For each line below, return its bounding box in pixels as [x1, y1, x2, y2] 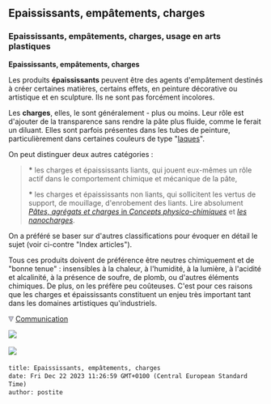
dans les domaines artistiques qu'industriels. [8, 298, 158, 308]
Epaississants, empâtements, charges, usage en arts [8, 31, 221, 42]
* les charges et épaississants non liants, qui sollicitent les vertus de [28, 189, 256, 199]
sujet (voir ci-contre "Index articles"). [8, 239, 133, 249]
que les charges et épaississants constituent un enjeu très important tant [8, 289, 252, 299]
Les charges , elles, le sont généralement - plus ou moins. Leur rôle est [8, 108, 244, 117]
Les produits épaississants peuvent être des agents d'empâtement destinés [8, 74, 263, 84]
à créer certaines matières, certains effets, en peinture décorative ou [8, 83, 238, 93]
